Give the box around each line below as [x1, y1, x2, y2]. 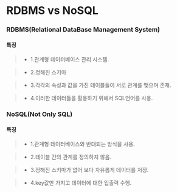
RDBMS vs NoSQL [6, 4, 99, 18]
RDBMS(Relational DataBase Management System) [6, 26, 160, 34]
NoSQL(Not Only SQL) [6, 110, 73, 118]
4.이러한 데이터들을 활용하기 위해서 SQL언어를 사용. [30, 95, 153, 102]
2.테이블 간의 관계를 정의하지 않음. [30, 153, 112, 161]
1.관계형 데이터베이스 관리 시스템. [30, 56, 109, 63]
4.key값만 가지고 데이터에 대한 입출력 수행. [30, 179, 132, 187]
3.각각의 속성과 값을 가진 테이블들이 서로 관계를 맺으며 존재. [30, 81, 172, 89]
